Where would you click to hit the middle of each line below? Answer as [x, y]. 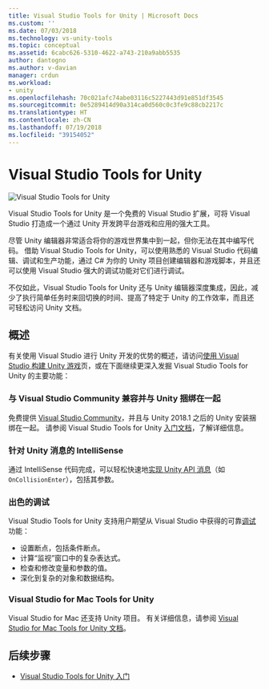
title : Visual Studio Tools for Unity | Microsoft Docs [103, 16]
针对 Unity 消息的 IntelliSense [66, 450]
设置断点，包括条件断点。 [62, 548]
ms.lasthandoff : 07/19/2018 [55, 127]
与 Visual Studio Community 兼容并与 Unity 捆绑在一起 [115, 399]
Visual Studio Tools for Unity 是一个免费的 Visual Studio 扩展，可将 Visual [129, 213]
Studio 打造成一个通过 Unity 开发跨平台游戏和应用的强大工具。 [111, 223]
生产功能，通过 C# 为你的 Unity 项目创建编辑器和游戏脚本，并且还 [152, 260]
